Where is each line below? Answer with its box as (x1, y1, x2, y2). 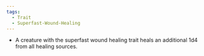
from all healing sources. (15, 43, 78, 50)
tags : (6, 8, 20, 15)
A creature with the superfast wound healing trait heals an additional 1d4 (15, 37, 198, 44)
